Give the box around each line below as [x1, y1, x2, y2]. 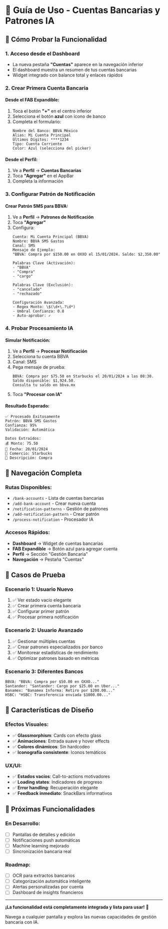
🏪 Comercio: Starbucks [5, 451, 52, 456]
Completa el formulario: [12, 119, 61, 125]
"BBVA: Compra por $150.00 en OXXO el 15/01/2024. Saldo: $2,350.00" [12, 252, 161, 257]
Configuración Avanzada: [12, 300, 64, 305]
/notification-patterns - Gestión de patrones [12, 506, 108, 512]
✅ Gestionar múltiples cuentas [12, 638, 75, 644]
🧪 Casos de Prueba [5, 571, 65, 579]
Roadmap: [5, 861, 31, 868]
